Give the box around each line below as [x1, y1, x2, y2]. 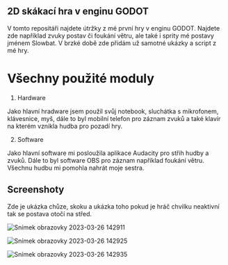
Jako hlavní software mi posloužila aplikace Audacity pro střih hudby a [7, 149, 209, 157]
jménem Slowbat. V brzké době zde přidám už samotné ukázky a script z [7, 38, 217, 47]
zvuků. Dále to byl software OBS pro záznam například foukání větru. [7, 156, 205, 164]
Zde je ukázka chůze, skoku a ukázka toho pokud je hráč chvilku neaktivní [7, 202, 220, 211]
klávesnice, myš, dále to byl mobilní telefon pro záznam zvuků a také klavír [7, 114, 221, 122]
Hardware [17, 93, 47, 102]
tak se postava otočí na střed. [7, 209, 92, 218]
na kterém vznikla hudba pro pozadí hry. [7, 122, 123, 130]
